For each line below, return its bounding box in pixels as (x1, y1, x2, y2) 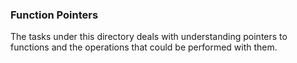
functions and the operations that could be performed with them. (10, 41, 278, 53)
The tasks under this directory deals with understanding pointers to (10, 31, 288, 43)
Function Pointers (10, 8, 99, 22)
